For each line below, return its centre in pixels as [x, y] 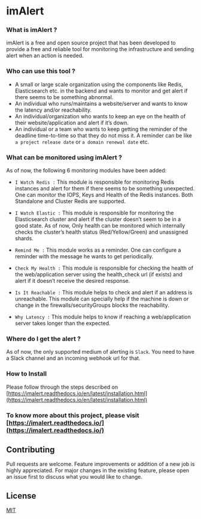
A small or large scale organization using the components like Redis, [99, 84]
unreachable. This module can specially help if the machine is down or [102, 299]
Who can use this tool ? [41, 71]
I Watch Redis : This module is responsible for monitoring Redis [95, 182]
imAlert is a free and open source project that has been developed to [91, 43]
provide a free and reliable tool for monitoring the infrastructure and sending [100, 49]
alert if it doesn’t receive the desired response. [72, 281]
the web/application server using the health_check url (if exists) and [98, 275]
